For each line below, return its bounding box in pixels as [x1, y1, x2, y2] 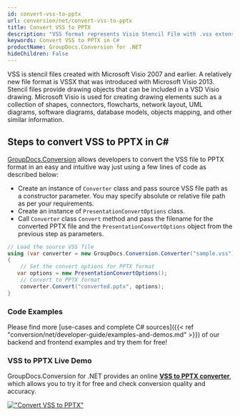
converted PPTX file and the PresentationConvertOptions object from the [17, 222, 233, 230]
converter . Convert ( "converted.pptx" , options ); [20, 283, 164, 290]
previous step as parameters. [17, 229, 104, 238]
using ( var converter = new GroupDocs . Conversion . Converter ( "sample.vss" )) [7, 250, 238, 257]
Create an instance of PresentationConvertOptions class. [17, 206, 186, 215]
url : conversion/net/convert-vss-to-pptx [7, 17, 133, 24]
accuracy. [7, 387, 37, 396]
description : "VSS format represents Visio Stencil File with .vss [7, 30, 213, 38]
